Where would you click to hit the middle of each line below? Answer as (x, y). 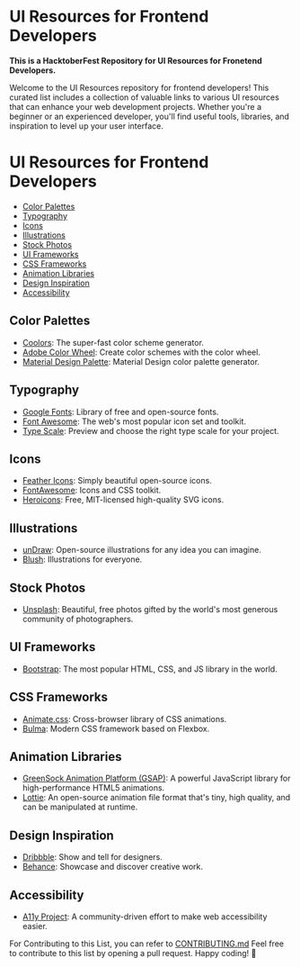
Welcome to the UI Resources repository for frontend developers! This (139, 87)
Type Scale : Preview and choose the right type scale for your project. (151, 430)
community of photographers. (78, 619)
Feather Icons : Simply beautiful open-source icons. (117, 481)
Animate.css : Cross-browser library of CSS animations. (124, 718)
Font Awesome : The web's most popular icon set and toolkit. (134, 421)
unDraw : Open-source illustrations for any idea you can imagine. (142, 550)
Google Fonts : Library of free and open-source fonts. (120, 411)
